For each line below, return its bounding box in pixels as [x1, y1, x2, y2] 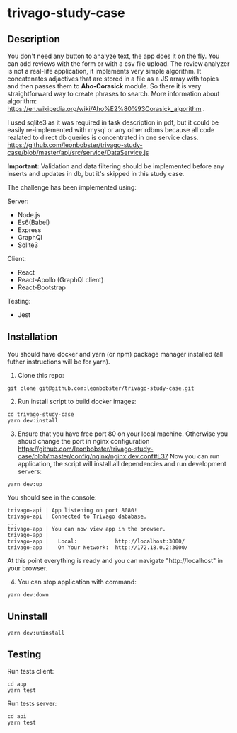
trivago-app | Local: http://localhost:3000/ [7, 538, 185, 545]
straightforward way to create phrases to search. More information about [7, 90, 220, 98]
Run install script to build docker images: [17, 397, 137, 405]
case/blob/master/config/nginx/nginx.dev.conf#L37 [17, 451, 168, 461]
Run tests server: [7, 699, 57, 708]
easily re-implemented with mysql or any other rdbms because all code [7, 126, 215, 134]
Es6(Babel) [17, 218, 50, 226]
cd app [7, 681, 27, 688]
